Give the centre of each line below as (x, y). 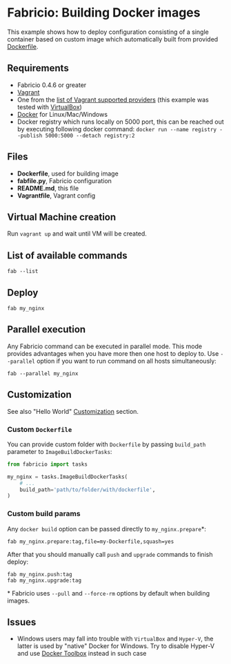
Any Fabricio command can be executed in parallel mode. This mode (104, 346)
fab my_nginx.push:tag (40, 574)
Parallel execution (47, 330)
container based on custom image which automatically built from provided (113, 39)
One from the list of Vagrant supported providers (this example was (113, 99)
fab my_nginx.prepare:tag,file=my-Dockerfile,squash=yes (91, 541)
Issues (22, 622)
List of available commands (67, 255)
